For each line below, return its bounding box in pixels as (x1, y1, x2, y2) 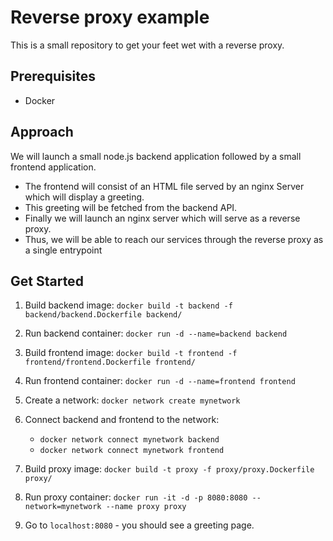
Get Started (10, 272, 84, 290)
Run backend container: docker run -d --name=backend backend (24, 327, 288, 340)
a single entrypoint (24, 244, 103, 256)
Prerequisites (10, 68, 96, 85)
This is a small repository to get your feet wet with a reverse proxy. (10, 39, 285, 51)
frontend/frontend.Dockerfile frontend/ (24, 357, 196, 368)
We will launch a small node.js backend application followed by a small (10, 150, 302, 162)
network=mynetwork (24, 502, 102, 512)
